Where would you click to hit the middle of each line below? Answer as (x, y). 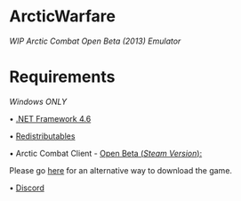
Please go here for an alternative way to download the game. (121, 170)
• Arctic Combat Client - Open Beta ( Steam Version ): (106, 153)
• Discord (27, 188)
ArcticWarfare (62, 16)
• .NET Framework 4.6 (50, 118)
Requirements (62, 77)
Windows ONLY (38, 101)
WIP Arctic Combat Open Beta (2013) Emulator (95, 41)
